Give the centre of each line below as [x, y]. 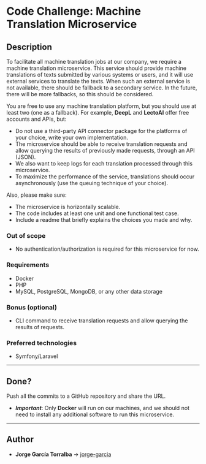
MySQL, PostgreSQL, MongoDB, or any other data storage [89, 291]
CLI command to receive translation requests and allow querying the [101, 321]
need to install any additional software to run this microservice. [95, 414]
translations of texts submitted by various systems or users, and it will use [100, 74]
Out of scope [26, 235]
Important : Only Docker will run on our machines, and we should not [102, 408]
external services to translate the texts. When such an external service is [98, 81]
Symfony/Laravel [36, 356]
